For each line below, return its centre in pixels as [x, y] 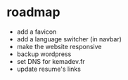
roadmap [33, 12]
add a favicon [37, 32]
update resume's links [49, 69]
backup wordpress [44, 54]
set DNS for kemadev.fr [51, 61]
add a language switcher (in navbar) [69, 39]
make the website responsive [59, 46]
